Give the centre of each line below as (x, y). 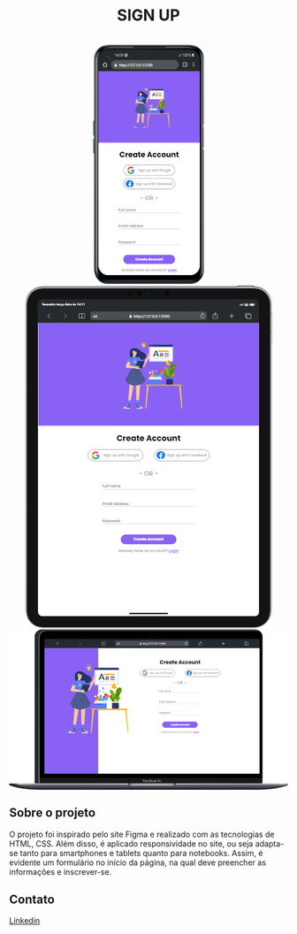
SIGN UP (148, 15)
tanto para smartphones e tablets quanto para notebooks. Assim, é (141, 853)
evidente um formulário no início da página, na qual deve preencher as (138, 862)
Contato (32, 900)
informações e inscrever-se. (61, 871)
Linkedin (25, 921)
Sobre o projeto (52, 813)
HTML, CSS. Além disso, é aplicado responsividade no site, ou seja (131, 843)
